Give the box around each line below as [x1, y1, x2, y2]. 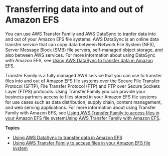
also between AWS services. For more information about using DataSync [5, 52, 155, 58]
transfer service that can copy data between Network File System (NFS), [5, 41, 155, 47]
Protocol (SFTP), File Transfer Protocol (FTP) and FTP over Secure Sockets [5, 83, 160, 89]
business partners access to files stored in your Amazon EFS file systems [5, 94, 157, 100]
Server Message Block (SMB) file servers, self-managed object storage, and [5, 47, 163, 53]
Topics [5, 124, 20, 131]
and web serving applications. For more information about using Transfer [5, 104, 156, 110]
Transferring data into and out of [5, 4, 144, 15]
